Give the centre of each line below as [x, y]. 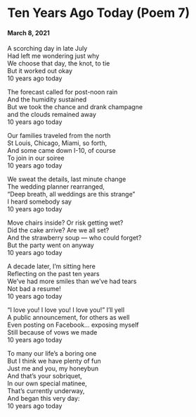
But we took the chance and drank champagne [75, 107]
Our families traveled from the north [59, 136]
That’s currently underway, [46, 391]
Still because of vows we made [52, 332]
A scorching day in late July [47, 49]
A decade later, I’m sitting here [52, 266]
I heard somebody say [40, 201]
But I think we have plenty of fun [54, 361]
